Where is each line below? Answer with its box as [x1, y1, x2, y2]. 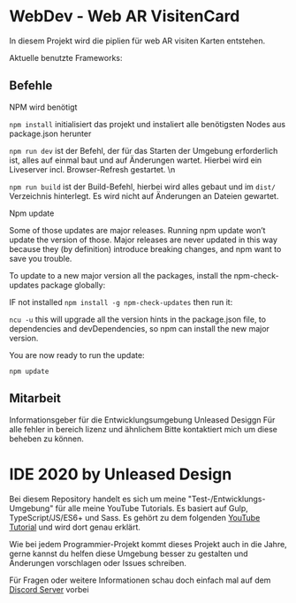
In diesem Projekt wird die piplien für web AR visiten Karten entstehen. [9, 35, 266, 46]
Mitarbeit [9, 391, 62, 406]
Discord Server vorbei [9, 584, 90, 594]
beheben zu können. [9, 433, 84, 444]
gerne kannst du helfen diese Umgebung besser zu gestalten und [9, 548, 249, 559]
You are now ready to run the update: [9, 349, 145, 360]
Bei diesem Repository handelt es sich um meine [9, 493, 186, 504]
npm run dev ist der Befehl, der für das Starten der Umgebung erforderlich [9, 145, 278, 156]
